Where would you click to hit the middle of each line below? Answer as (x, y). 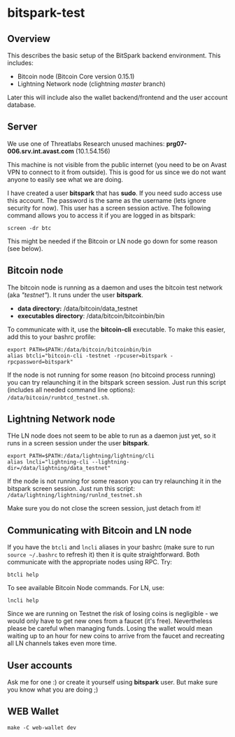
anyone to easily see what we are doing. (65, 179)
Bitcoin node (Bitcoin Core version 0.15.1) (76, 76)
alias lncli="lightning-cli (48, 462)
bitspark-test (46, 13)
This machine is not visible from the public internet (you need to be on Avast (117, 164)
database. (22, 105)
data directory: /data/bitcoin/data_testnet (77, 308)
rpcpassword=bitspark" (40, 362)
